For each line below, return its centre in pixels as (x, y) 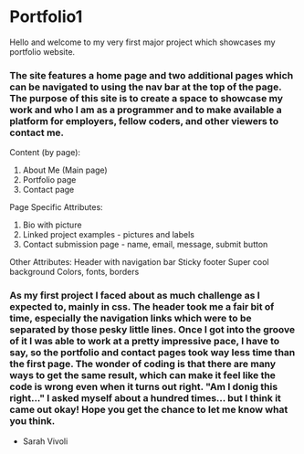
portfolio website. (42, 51)
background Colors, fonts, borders (74, 272)
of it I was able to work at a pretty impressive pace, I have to (145, 342)
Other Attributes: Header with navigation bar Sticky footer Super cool (139, 262)
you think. (32, 421)
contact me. (37, 132)
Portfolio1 (46, 17)
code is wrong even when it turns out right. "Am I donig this (144, 387)
